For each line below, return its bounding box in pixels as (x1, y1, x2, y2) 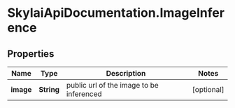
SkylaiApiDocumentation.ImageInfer (7, 5, 225, 21)
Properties (7, 48, 55, 60)
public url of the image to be (66, 81, 159, 90)
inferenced (66, 89, 103, 99)
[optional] (192, 85, 225, 94)
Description (106, 69, 146, 78)
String (38, 85, 60, 94)
